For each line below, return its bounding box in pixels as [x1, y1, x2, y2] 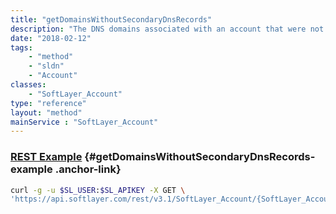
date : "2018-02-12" [10, 33, 92, 43]
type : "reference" [10, 98, 87, 108]
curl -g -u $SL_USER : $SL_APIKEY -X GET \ [10, 185, 186, 195]
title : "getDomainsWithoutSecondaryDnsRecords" [10, 14, 213, 25]
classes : [10, 80, 47, 90]
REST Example [10, 150, 83, 164]
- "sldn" [28, 61, 65, 71]
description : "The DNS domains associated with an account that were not [10, 24, 325, 34]
